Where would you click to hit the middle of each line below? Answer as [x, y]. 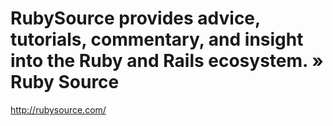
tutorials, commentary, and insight [157, 39]
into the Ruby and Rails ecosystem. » [167, 61]
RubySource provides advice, [135, 18]
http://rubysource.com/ [58, 109]
